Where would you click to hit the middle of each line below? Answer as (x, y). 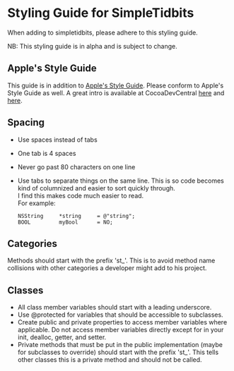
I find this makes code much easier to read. (81, 195)
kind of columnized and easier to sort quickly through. (96, 188)
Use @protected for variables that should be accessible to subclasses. (121, 315)
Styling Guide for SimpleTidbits (101, 13)
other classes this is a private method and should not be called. (110, 360)
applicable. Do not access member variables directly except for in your (121, 330)
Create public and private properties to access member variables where (122, 322)
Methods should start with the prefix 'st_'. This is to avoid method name (111, 261)
